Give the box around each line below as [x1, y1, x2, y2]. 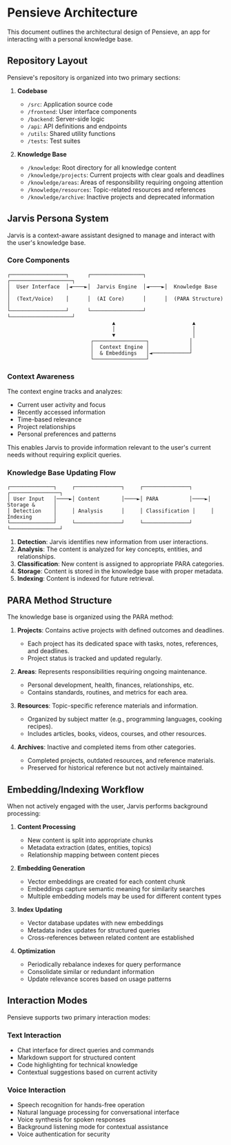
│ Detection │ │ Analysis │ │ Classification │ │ [7, 508, 214, 515]
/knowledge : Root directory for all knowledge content [27, 163, 177, 172]
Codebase [17, 86, 48, 94]
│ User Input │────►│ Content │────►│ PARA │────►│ [7, 495, 212, 503]
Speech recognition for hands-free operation [17, 1101, 145, 1109]
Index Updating [17, 906, 63, 914]
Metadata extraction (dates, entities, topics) [27, 844, 152, 852]
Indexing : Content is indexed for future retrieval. [17, 575, 155, 583]
